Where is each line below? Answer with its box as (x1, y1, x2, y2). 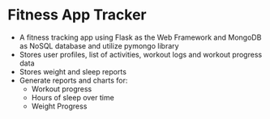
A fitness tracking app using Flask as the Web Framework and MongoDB (19, 32, 262, 42)
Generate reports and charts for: (19, 75, 128, 85)
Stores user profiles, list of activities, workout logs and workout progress (19, 49, 263, 59)
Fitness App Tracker (7, 6, 147, 24)
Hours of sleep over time (31, 92, 114, 102)
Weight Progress (31, 101, 88, 111)
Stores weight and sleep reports (19, 66, 127, 76)
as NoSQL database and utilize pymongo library (19, 40, 179, 50)
